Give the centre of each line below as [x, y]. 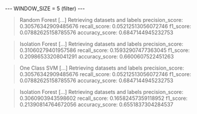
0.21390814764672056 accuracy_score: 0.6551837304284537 [96, 105]
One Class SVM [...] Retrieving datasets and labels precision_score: [102, 68]
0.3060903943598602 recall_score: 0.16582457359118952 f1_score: [103, 98]
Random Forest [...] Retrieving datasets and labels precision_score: [101, 20]
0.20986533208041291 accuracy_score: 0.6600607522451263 [96, 56]
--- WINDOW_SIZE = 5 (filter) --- [45, 9]
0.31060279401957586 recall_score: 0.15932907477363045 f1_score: [104, 50]
